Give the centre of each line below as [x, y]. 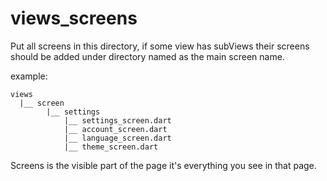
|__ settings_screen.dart [117, 120]
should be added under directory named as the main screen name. [147, 56]
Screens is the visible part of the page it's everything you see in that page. [163, 165]
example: [29, 76]
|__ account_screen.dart [115, 129]
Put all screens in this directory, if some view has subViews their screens [160, 46]
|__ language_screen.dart [117, 138]
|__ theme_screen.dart [111, 147]
